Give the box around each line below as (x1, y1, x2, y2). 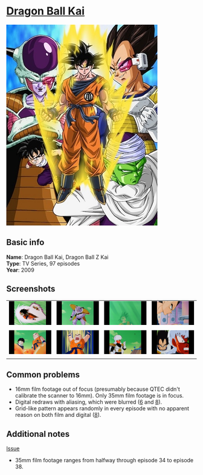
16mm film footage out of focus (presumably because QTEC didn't (14, 385, 180, 393)
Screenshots (6, 284, 56, 294)
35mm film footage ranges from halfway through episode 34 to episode (14, 457, 194, 464)
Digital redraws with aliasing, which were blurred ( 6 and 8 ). (14, 398, 163, 406)
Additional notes (6, 428, 70, 439)
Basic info (6, 237, 45, 247)
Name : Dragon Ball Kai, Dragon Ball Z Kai (6, 253, 109, 261)
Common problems (6, 369, 80, 379)
